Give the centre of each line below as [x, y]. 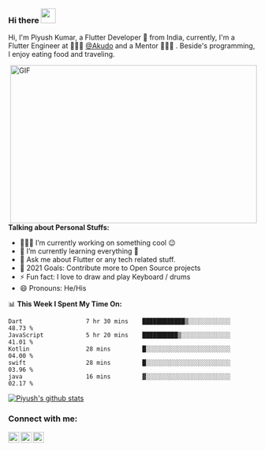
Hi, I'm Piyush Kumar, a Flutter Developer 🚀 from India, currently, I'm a [121, 38]
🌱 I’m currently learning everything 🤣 [79, 251]
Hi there [24, 20]
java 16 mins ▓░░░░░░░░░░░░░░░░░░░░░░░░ [119, 377]
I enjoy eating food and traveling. [62, 54]
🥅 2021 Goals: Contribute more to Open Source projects [110, 268]
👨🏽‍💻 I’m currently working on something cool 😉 [97, 243]
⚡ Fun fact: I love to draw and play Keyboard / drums [105, 277]
